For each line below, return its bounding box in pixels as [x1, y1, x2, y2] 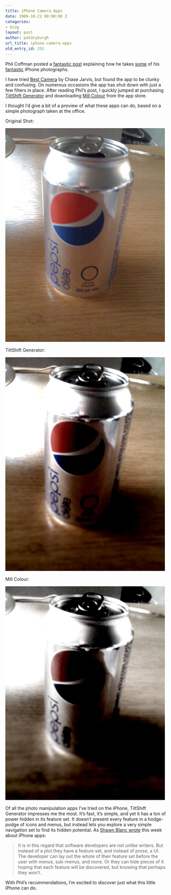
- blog [5, 25, 19, 30]
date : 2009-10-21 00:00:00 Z [5, 13, 67, 19]
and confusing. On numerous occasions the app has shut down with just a [5, 82, 161, 88]
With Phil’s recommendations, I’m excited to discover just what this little [5, 879, 156, 885]
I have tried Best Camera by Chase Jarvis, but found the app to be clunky [5, 76, 160, 82]
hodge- [148, 816, 164, 822]
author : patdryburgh [5, 35, 50, 40]
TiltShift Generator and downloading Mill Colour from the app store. [5, 92, 147, 98]
